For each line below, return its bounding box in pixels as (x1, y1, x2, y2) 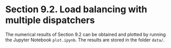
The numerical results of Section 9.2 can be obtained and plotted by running (5, 31, 166, 37)
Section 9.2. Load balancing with (5, 4, 148, 15)
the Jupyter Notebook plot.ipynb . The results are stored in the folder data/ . (5, 37, 165, 43)
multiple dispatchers (5, 14, 95, 26)
